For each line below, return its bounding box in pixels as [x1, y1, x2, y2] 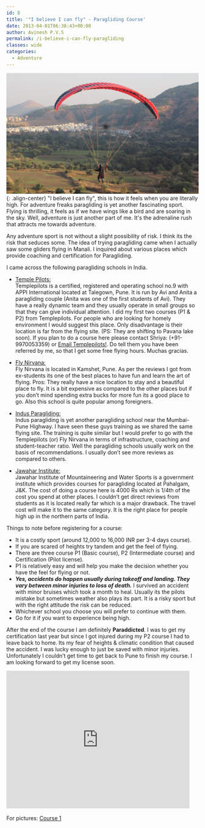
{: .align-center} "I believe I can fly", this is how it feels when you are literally [6, 194, 198, 202]
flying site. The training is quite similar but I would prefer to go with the [15, 429, 193, 437]
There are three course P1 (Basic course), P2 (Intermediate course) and [15, 549, 195, 556]
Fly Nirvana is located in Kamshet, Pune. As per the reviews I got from [15, 365, 192, 372]
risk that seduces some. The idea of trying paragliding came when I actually [6, 238, 197, 246]
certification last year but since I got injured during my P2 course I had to [6, 632, 190, 640]
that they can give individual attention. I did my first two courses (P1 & [15, 308, 190, 315]
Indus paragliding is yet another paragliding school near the [15, 416, 165, 423]
